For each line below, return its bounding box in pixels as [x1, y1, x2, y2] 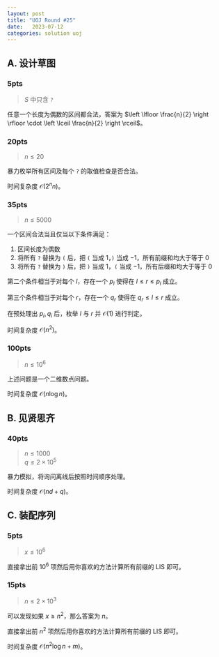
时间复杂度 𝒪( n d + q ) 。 [7, 487, 72, 495]
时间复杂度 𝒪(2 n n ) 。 [7, 181, 65, 190]
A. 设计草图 [7, 57, 56, 69]
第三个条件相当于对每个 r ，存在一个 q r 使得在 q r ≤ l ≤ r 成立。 [7, 293, 184, 303]
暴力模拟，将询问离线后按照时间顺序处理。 [7, 472, 129, 481]
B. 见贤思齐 [7, 412, 56, 424]
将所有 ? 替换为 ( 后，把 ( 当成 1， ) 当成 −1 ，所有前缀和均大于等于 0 [17, 254, 210, 262]
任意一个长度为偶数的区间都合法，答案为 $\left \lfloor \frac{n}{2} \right [7, 109, 209, 119]
